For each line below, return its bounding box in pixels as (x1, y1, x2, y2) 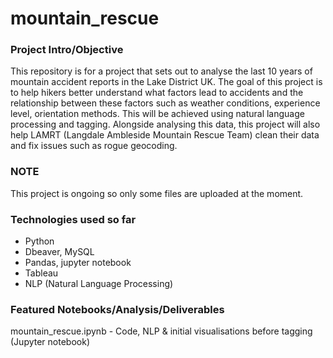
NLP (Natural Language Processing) (24, 278, 174, 290)
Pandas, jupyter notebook (24, 257, 132, 269)
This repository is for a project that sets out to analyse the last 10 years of (10, 65, 313, 77)
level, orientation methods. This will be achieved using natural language (10, 108, 305, 120)
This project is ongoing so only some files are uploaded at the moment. (10, 187, 304, 199)
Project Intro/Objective (10, 43, 124, 57)
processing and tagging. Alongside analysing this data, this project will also (10, 118, 321, 131)
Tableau (24, 267, 59, 279)
